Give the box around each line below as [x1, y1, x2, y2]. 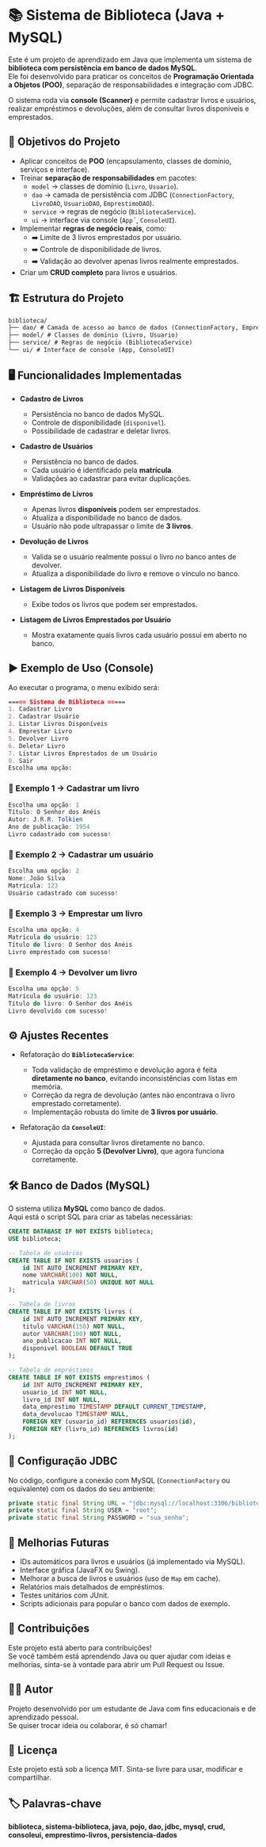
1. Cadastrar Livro [8, 705, 73, 713]
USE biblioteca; [8, 1235, 62, 1242]
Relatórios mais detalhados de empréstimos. [19, 1582, 165, 1591]
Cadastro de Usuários [19, 441, 93, 451]
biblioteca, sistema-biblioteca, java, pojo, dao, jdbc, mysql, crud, [8, 1822, 226, 1831]
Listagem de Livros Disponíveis [19, 584, 125, 593]
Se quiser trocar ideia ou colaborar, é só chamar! [8, 1720, 168, 1730]
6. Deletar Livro [8, 742, 66, 750]
